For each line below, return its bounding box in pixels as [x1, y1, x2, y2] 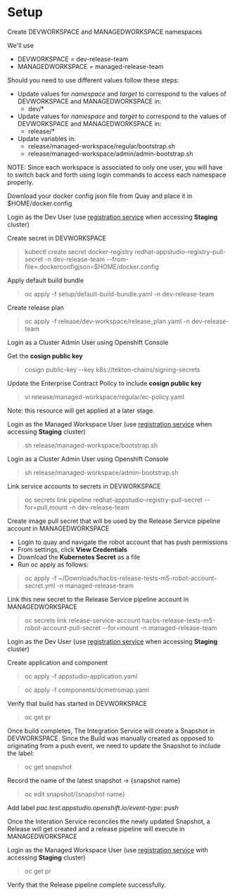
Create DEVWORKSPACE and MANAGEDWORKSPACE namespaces [7, 27, 203, 36]
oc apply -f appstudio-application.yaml [24, 671, 138, 680]
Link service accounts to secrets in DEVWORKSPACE [7, 481, 161, 490]
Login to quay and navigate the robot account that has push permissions [17, 538, 228, 546]
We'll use [7, 41, 34, 49]
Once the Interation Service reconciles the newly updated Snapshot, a [7, 817, 210, 826]
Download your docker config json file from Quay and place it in [7, 191, 193, 200]
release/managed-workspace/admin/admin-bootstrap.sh [27, 149, 193, 158]
